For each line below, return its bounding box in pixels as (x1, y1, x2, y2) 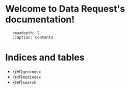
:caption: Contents (12, 35, 54, 40)
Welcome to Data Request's (5, 3, 125, 15)
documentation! (5, 14, 75, 25)
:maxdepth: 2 (12, 30, 40, 35)
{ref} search (12, 79, 37, 85)
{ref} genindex (12, 68, 41, 74)
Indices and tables (5, 52, 85, 63)
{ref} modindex (12, 74, 41, 80)
